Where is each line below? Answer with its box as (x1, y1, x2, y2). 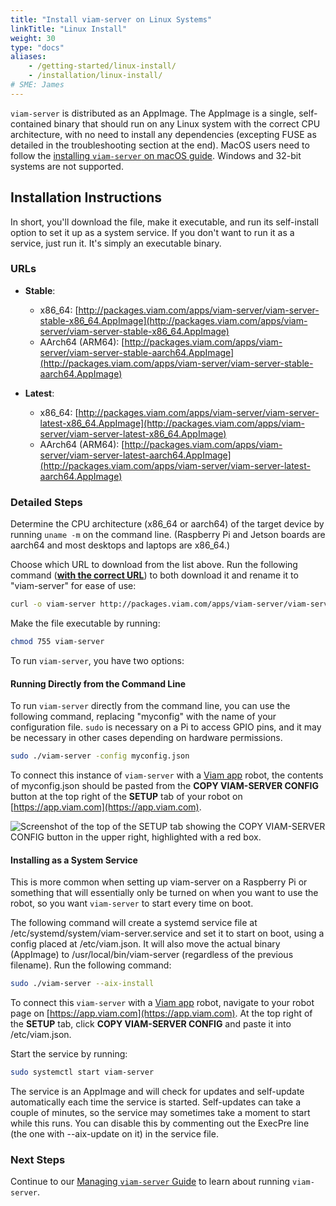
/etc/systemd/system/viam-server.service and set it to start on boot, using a (10, 927, 325, 940)
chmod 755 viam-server (10, 637, 105, 647)
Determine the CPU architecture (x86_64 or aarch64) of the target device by (10, 518, 325, 530)
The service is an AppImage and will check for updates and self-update (10, 1085, 305, 1097)
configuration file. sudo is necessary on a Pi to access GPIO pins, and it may (10, 721, 322, 733)
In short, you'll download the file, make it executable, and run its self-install (10, 216, 319, 228)
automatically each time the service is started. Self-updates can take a (10, 1096, 302, 1108)
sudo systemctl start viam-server (10, 1067, 155, 1078)
